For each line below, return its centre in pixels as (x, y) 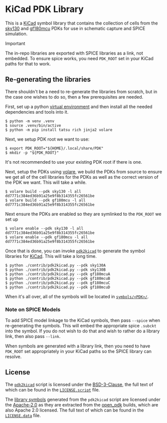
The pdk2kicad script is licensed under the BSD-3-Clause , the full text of (79, 384)
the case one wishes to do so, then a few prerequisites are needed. (74, 97)
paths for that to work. (28, 64)
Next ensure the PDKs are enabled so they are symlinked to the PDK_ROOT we (83, 214)
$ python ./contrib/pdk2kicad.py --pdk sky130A (56, 265)
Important (15, 43)
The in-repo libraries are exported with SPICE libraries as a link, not (74, 53)
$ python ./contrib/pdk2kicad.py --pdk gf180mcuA (58, 274)
